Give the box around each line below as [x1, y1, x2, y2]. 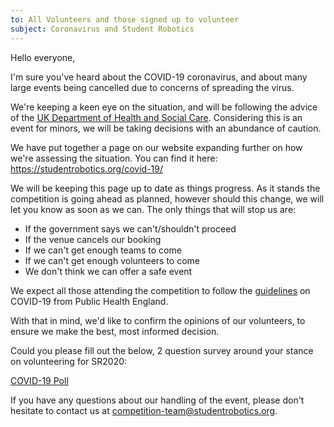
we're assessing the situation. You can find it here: [10, 152, 218, 164]
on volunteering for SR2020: [10, 355, 128, 367]
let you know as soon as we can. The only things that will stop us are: [10, 203, 297, 215]
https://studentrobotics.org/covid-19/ [10, 162, 164, 175]
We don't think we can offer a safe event [24, 265, 193, 277]
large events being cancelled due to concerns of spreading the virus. [10, 81, 295, 93]
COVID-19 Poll [10, 374, 69, 386]
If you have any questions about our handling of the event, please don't [10, 394, 305, 406]
